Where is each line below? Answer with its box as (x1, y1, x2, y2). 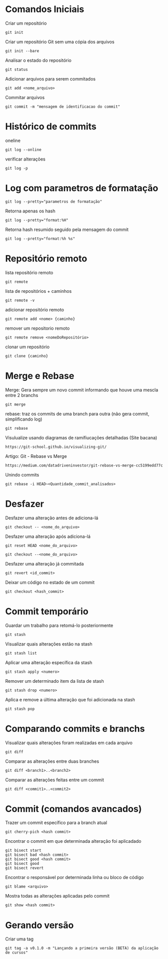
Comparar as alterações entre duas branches (5, 758, 100, 764)
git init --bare (5, 48, 39, 53)
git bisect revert (5, 865, 44, 871)
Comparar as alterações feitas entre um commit (5, 776, 104, 783)
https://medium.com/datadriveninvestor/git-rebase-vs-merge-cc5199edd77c (5, 463, 163, 468)
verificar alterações (5, 156, 46, 162)
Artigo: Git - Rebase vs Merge (5, 453, 67, 459)
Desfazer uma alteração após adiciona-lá (5, 533, 91, 539)
